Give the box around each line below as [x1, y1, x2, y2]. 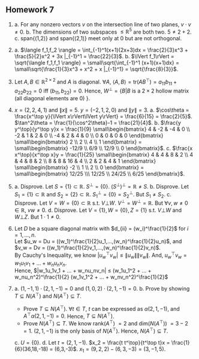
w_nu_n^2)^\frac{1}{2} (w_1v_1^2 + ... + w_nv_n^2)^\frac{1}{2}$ [14, 273, 168, 281]
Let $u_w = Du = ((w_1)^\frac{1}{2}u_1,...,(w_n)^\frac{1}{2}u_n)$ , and [14, 238, 182, 245]
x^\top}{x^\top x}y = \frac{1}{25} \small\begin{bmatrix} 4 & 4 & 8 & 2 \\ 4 [14, 151, 193, 158]
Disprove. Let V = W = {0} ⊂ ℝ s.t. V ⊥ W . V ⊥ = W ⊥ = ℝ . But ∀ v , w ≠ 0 [14, 198, 188, 207]
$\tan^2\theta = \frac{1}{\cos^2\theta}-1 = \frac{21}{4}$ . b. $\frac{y [14, 119, 181, 127]
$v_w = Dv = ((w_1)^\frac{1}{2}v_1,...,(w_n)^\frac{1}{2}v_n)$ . [14, 244, 161, 252]
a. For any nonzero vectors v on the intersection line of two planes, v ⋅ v [14, 20, 191, 28]
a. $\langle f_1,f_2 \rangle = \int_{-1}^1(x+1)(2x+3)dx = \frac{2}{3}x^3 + [14, 46, 188, 53]
